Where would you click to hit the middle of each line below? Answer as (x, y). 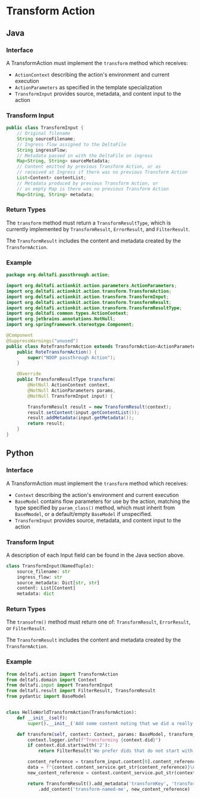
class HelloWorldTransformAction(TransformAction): (71, 713)
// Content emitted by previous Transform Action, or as (89, 167)
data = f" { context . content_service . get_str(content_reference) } (109, 768)
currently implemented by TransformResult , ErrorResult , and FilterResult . (98, 229)
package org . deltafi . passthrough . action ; (58, 275)
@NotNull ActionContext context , (69, 385)
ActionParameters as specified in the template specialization (88, 87)
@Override (29, 374)
